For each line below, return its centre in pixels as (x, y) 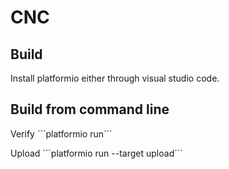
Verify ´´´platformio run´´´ (61, 133)
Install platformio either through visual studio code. (115, 78)
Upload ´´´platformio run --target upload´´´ (96, 153)
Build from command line (90, 109)
